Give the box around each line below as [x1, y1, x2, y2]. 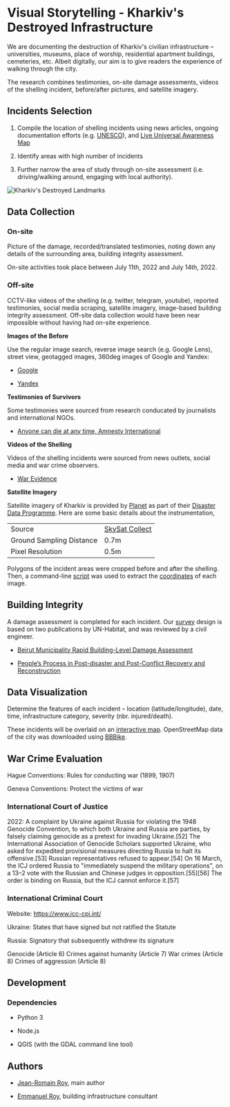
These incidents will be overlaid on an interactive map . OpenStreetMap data [7, 725, 223, 734]
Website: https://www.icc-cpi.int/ [7, 909, 102, 917]
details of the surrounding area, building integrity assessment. [7, 250, 184, 258]
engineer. [7, 632, 35, 641]
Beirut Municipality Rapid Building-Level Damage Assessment [17, 646, 193, 654]
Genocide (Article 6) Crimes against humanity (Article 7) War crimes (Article [7, 949, 223, 958]
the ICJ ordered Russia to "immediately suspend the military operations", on [7, 861, 223, 870]
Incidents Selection [7, 105, 93, 117]
